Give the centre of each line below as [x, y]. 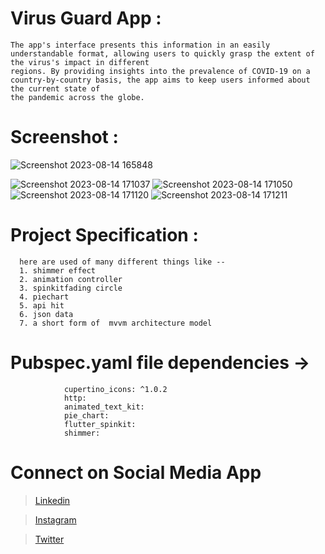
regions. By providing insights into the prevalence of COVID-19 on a [160, 71]
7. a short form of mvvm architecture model [116, 323]
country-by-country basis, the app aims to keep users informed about [160, 80]
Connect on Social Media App [136, 472]
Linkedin [52, 500]
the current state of [55, 88]
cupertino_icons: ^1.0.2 [115, 389]
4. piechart [44, 297]
